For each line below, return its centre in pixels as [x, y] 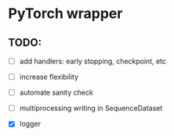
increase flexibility [49, 77]
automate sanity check [56, 93]
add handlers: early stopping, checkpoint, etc [93, 61]
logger [30, 124]
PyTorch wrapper [65, 14]
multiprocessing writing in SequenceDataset [91, 108]
